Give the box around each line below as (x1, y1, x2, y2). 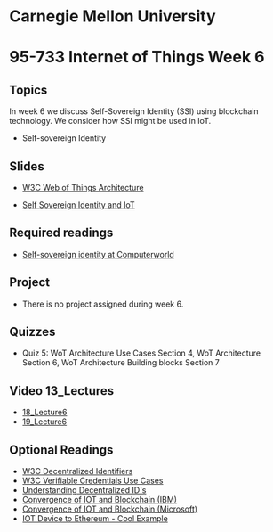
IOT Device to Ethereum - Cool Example (21, 513, 169, 524)
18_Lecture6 (21, 407, 68, 418)
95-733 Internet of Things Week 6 (9, 47, 265, 68)
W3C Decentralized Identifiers (21, 466, 133, 477)
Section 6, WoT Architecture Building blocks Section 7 (21, 357, 221, 368)
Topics (9, 82, 48, 97)
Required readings (9, 225, 114, 241)
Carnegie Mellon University (9, 6, 216, 27)
